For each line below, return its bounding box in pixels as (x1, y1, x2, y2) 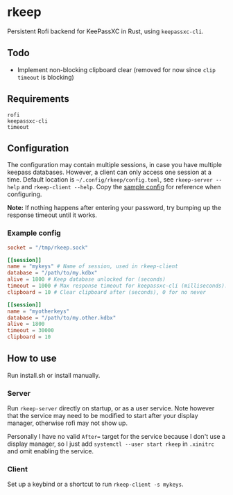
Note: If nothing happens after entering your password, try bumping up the (7, 204, 222, 212)
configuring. (7, 190, 42, 198)
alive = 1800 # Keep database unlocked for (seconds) (7, 276, 166, 283)
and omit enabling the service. (7, 447, 94, 455)
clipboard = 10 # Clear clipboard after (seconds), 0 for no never (7, 288, 207, 295)
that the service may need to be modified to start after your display (7, 412, 199, 420)
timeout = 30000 (7, 327, 54, 334)
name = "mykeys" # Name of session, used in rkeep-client (7, 263, 178, 270)
